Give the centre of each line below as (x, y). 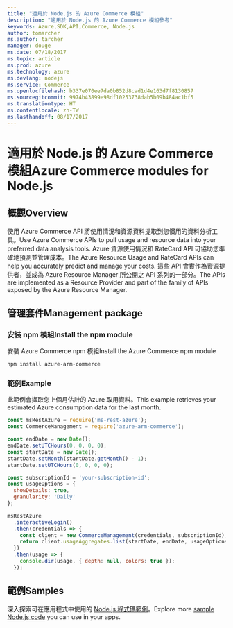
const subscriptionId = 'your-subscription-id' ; (79, 477)
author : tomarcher (34, 33)
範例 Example (29, 384)
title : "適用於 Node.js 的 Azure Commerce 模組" (76, 14)
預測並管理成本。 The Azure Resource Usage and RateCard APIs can (116, 257)
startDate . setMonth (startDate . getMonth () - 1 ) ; (77, 459)
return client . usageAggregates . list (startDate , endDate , (104, 542)
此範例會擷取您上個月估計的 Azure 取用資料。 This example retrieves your (112, 400)
